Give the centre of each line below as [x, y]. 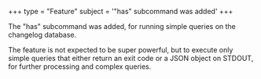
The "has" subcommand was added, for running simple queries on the [122, 26]
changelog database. [42, 35]
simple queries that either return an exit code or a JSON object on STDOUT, [131, 58]
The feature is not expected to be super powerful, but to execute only [121, 50]
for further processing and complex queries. [80, 66]
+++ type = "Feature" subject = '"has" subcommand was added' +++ [121, 11]
